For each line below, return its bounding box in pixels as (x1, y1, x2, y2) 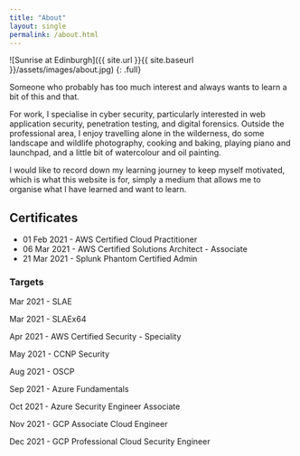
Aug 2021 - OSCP (9, 367, 75, 377)
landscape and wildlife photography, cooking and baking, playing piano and (9, 137, 291, 149)
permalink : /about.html (9, 30, 99, 39)
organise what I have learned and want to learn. (9, 184, 187, 195)
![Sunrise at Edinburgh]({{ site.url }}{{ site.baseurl (9, 55, 194, 66)
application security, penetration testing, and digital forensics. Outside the (9, 118, 285, 129)
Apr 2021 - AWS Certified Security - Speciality (9, 331, 182, 342)
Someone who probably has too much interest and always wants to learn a (9, 82, 287, 93)
